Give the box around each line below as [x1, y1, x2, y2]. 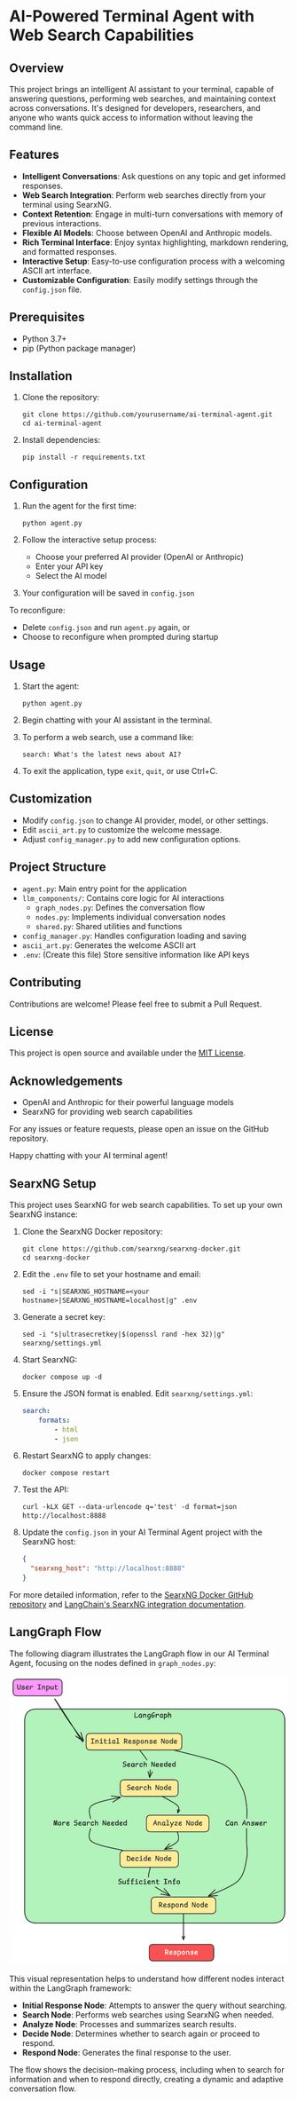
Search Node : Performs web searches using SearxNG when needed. [21, 2009, 275, 2020]
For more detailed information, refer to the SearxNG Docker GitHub [9, 1590, 254, 1600]
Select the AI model [35, 571, 107, 581]
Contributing [9, 975, 82, 991]
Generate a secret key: [21, 1311, 106, 1322]
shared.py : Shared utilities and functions [35, 920, 183, 931]
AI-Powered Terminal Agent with [9, 6, 255, 27]
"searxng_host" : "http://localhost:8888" [30, 1564, 186, 1573]
